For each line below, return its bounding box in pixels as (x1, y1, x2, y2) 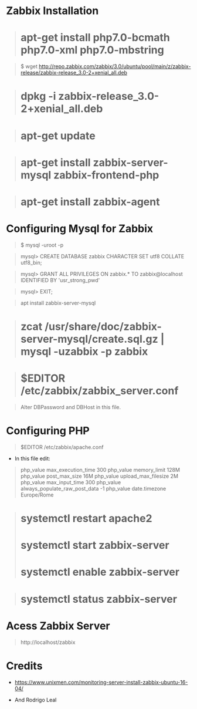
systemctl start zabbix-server (20, 539, 169, 552)
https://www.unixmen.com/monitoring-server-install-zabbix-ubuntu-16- (14, 678, 188, 686)
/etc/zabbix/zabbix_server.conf (20, 384, 179, 397)
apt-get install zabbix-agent (20, 195, 160, 208)
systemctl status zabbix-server (20, 592, 178, 606)
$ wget (20, 63, 38, 70)
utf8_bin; (20, 259, 42, 266)
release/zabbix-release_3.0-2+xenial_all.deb (20, 69, 128, 76)
